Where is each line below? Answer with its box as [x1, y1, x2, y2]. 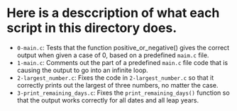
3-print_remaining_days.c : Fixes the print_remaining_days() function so [16, 88, 230, 97]
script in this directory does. [6, 20, 177, 36]
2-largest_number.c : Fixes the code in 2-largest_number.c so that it [16, 73, 214, 82]
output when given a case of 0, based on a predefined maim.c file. [16, 51, 209, 59]
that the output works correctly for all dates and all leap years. [16, 95, 199, 104]
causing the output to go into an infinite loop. [16, 66, 148, 74]
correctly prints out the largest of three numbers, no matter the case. [16, 81, 219, 89]
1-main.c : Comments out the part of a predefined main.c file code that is [16, 58, 228, 66]
